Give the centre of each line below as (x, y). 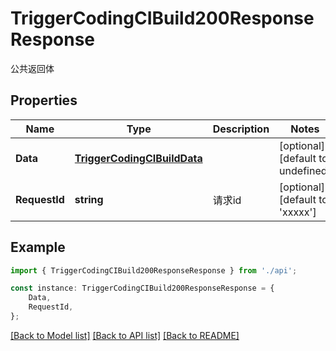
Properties (44, 100)
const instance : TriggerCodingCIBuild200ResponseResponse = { (142, 288)
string (89, 199)
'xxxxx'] (298, 212)
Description (241, 129)
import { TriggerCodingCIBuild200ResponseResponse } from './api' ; (154, 270)
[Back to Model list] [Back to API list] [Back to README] (125, 335)
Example (38, 247)
